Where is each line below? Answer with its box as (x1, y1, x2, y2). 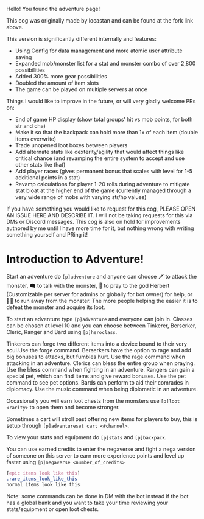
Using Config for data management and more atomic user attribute (15, 47, 183, 54)
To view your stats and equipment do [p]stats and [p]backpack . (6, 433, 167, 441)
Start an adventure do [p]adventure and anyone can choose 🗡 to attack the (6, 273, 197, 280)
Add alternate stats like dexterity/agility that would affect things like (15, 148, 185, 155)
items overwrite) (15, 135, 57, 142)
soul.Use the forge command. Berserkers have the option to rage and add (6, 346, 191, 354)
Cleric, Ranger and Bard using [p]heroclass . (6, 328, 118, 335)
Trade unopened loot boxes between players (15, 142, 128, 148)
